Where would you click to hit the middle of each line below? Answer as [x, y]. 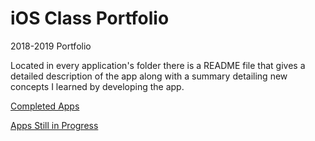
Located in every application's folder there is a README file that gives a [158, 65]
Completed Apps [45, 106]
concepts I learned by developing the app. [97, 86]
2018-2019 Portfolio [51, 46]
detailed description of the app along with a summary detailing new [149, 76]
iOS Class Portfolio [90, 18]
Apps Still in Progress [54, 125]
